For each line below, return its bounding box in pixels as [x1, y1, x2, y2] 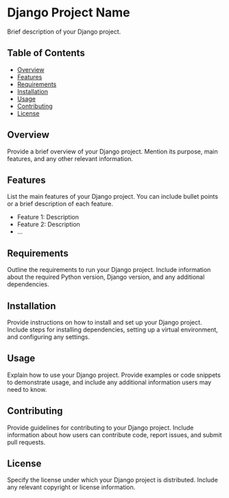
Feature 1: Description [16, 213, 79, 221]
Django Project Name [7, 5, 130, 21]
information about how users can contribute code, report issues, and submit [7, 430, 222, 439]
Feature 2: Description [16, 221, 80, 229]
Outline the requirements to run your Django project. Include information [7, 266, 211, 274]
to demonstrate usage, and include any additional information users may [7, 378, 212, 386]
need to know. [7, 385, 47, 393]
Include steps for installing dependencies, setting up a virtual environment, [7, 325, 218, 334]
